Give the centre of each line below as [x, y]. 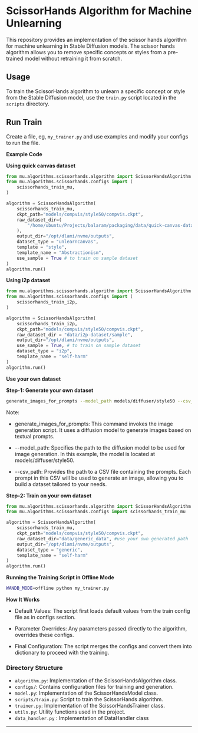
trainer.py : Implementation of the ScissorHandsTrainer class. [90, 706]
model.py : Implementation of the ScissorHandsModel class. [86, 693]
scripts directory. [28, 104]
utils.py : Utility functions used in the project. [70, 712]
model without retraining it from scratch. [73, 58]
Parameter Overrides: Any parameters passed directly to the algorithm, [101, 629]
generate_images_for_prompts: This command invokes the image [94, 424]
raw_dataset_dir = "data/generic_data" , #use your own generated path [103, 539]
